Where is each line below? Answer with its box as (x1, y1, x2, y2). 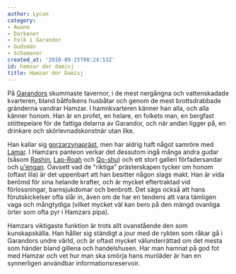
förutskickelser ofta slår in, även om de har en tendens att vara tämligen (7, 192, 217, 201)
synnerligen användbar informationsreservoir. (7, 258, 140, 267)
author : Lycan (7, 10, 49, 18)
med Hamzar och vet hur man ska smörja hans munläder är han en (7, 251, 201, 260)
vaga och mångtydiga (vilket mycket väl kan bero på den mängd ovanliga (7, 200, 220, 208)
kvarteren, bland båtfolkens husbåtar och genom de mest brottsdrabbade (7, 96, 221, 105)
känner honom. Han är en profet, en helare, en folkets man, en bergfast (7, 111, 214, 120)
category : (7, 17, 37, 24)
